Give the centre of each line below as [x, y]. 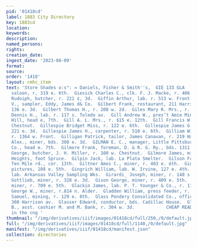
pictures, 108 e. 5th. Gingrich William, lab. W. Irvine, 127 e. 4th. [101, 169]
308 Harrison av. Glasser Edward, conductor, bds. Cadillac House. [97, 202]
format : [16, 66]
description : [22, 39]
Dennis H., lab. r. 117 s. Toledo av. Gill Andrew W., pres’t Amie [97, 115]
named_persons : [25, 44]
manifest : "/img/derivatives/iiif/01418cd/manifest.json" [78, 229]
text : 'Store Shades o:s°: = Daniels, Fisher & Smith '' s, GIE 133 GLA [95, 88]
